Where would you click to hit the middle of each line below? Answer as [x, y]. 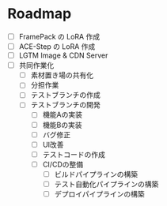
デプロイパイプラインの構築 [99, 193]
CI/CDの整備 [63, 164]
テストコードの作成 [74, 154]
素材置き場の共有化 [62, 75]
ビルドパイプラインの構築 [96, 174]
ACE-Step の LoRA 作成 [57, 47]
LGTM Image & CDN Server [63, 55]
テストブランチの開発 [65, 105]
